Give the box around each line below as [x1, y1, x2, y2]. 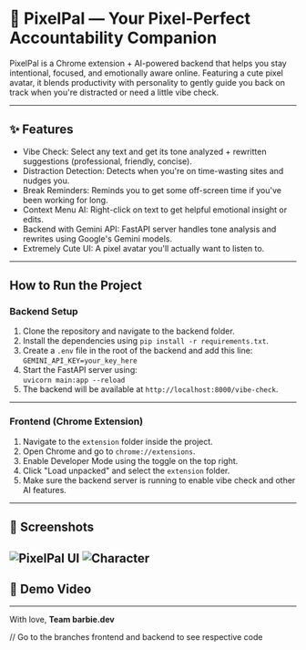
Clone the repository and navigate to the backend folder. [22, 325, 235, 336]
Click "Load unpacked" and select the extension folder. [22, 465, 230, 476]
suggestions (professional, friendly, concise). [22, 155, 193, 167]
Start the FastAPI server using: [22, 365, 138, 376]
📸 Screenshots [9, 520, 95, 535]
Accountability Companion [9, 27, 217, 48]
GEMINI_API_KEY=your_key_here [22, 356, 138, 366]
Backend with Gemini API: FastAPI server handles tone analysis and [22, 223, 277, 234]
